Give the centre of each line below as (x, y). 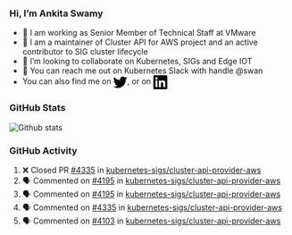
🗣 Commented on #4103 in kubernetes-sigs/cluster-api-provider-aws (151, 221)
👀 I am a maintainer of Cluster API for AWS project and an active (140, 42)
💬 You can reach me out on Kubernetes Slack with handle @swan (142, 71)
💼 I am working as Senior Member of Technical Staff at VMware (139, 33)
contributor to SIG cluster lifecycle (85, 52)
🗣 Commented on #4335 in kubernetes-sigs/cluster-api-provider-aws (152, 207)
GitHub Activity (43, 150)
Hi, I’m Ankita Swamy (56, 13)
